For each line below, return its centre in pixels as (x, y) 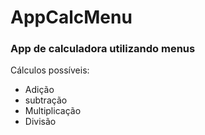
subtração (46, 100)
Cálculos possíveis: (50, 70)
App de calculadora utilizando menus (103, 49)
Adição (39, 90)
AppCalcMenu (71, 17)
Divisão (40, 122)
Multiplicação (53, 111)
